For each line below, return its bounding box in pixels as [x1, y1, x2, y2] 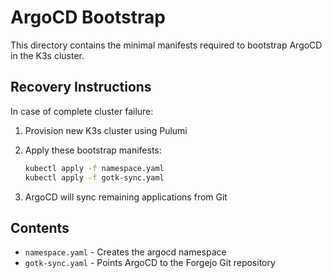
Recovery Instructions [10, 79, 152, 96]
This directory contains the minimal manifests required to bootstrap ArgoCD [10, 39, 323, 51]
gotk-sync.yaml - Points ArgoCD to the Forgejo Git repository [24, 257, 276, 269]
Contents [10, 219, 70, 236]
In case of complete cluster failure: [10, 105, 154, 117]
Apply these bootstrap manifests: [24, 144, 162, 156]
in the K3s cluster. [10, 49, 85, 61]
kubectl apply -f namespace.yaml [24, 163, 165, 173]
